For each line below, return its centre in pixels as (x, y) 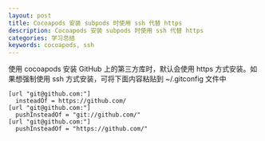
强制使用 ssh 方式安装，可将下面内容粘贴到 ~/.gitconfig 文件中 (124, 79)
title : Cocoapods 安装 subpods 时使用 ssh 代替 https (95, 23)
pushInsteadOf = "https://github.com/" (82, 129)
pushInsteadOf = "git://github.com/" (78, 115)
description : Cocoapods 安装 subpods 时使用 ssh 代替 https (106, 30)
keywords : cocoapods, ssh (51, 45)
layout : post (30, 16)
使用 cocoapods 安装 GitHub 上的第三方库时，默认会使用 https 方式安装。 (129, 69)
